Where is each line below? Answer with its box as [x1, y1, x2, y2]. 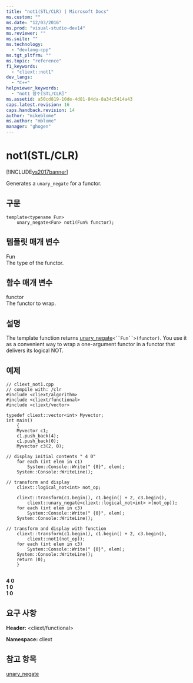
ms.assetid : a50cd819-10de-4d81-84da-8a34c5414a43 [6, 96, 133, 102]
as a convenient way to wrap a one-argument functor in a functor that [6, 341, 175, 348]
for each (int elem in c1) [16, 459, 83, 465]
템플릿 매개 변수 [6, 237, 60, 247]
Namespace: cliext [6, 635, 53, 642]
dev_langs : [6, 74, 33, 80]
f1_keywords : [6, 63, 38, 69]
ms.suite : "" [6, 36, 38, 42]
